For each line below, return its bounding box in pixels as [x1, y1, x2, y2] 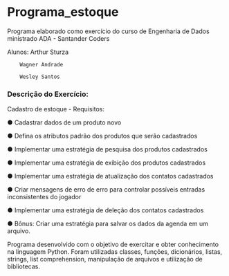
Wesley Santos [19, 73, 60, 80]
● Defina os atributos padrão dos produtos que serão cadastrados [7, 132, 198, 140]
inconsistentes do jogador [7, 193, 82, 201]
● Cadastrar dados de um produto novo [7, 118, 122, 127]
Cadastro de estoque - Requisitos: [7, 105, 105, 113]
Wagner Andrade [19, 61, 64, 68]
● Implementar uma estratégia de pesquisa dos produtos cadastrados [7, 145, 208, 154]
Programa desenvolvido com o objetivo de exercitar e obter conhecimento [7, 240, 219, 249]
